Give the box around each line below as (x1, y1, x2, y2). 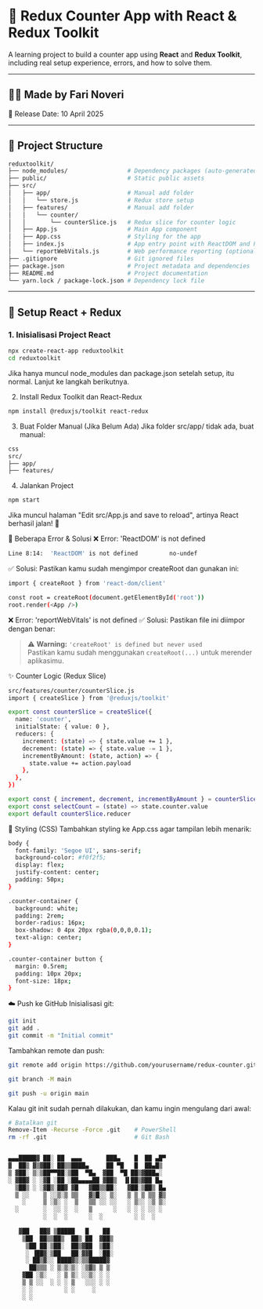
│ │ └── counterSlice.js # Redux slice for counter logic (8, 218, 236, 226)
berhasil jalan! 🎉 (8, 519, 60, 528)
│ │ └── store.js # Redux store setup (8, 196, 194, 204)
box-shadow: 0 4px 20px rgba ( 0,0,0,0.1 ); (15, 926, 153, 935)
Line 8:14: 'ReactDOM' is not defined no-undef (8, 549, 198, 558)
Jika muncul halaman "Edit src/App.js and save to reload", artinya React (8, 510, 239, 520)
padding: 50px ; (15, 876, 65, 884)
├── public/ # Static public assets (8, 174, 205, 183)
